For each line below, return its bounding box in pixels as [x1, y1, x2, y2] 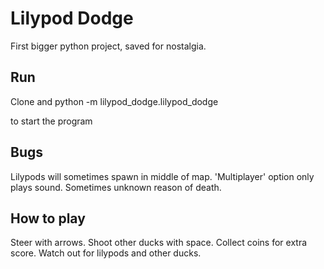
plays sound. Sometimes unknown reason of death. [10, 181, 222, 193]
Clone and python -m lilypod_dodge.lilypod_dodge [10, 95, 219, 107]
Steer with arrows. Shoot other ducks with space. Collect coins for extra [10, 237, 308, 249]
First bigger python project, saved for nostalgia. [10, 40, 207, 52]
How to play [10, 210, 86, 227]
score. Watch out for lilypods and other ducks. [10, 247, 202, 259]
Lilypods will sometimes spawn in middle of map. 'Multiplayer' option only [10, 170, 315, 182]
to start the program [10, 115, 93, 127]
